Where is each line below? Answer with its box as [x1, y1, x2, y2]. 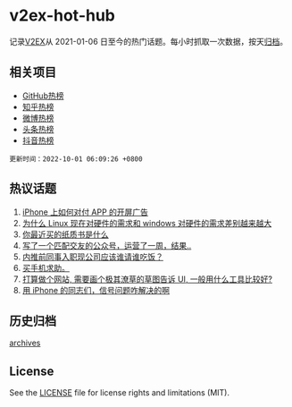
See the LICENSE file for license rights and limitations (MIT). [9, 387, 230, 398]
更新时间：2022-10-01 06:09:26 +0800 [9, 154, 143, 164]
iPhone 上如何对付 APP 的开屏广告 [21, 207, 149, 217]
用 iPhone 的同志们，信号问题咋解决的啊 [21, 284, 171, 295]
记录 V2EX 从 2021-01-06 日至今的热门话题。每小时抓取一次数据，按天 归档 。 [9, 36, 288, 47]
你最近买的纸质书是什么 [21, 229, 109, 240]
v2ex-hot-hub [9, 5, 116, 26]
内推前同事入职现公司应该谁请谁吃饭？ [21, 251, 163, 262]
